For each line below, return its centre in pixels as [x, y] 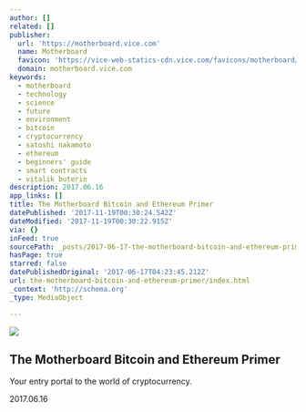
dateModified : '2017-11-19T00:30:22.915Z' [91, 221]
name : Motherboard [53, 52]
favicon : [34, 60]
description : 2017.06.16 [56, 188]
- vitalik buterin [53, 179]
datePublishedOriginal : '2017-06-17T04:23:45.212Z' [109, 273]
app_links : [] [36, 196]
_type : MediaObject [46, 297]
